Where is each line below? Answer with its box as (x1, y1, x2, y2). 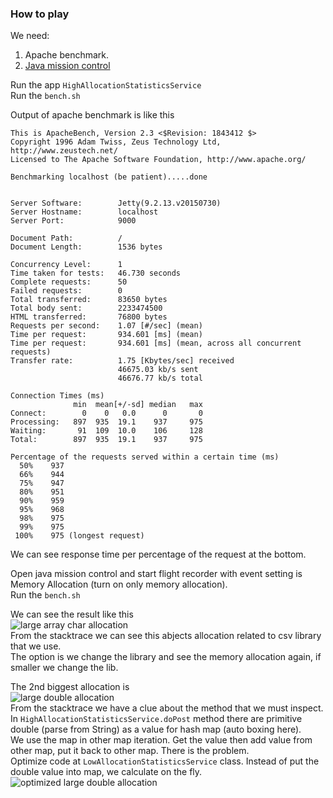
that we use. (10, 640, 62, 652)
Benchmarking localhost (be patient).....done (10, 172, 208, 182)
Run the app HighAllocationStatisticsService (10, 79, 202, 91)
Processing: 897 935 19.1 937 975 (10, 417, 203, 427)
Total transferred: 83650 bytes (10, 295, 168, 305)
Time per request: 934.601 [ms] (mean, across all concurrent (10, 338, 302, 349)
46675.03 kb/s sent (117, 365, 199, 375)
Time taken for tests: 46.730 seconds (10, 268, 182, 279)
